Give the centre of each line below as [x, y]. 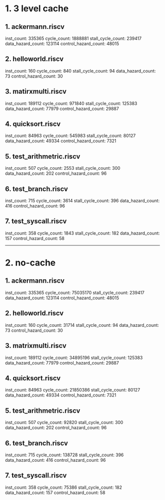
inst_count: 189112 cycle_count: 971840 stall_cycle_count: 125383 [71, 103]
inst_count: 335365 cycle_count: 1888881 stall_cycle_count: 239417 [73, 38]
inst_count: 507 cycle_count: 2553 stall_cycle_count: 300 [63, 168]
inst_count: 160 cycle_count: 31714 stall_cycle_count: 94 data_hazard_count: [82, 325]
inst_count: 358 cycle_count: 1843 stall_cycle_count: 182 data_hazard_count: [82, 233]
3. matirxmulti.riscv [36, 92]
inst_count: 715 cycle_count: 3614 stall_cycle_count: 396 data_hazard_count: [82, 201]
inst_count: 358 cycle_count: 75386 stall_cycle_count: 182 [64, 487]
